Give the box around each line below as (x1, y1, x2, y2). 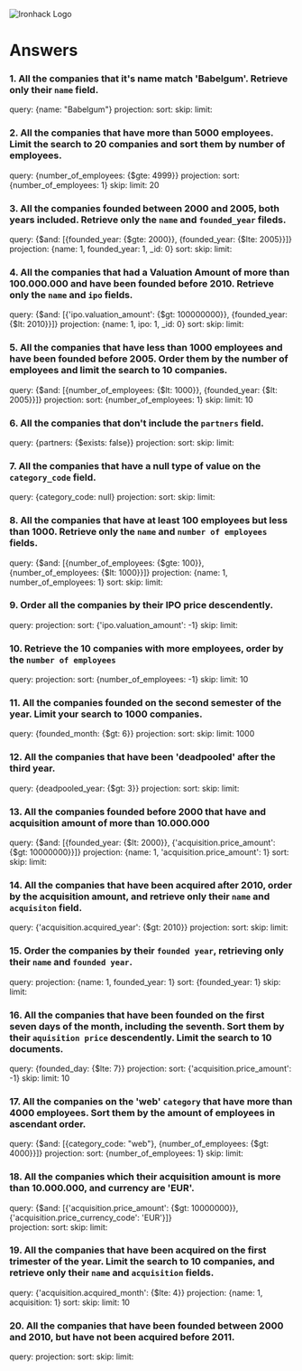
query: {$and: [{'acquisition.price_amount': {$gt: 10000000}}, (9, 1202, 239, 1213)
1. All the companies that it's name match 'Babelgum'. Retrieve (9, 72, 288, 85)
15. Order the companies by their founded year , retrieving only (9, 944, 284, 957)
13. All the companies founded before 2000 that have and (9, 805, 267, 818)
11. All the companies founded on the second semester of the (9, 697, 282, 709)
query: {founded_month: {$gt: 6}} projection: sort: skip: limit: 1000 (9, 728, 255, 739)
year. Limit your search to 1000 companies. (9, 708, 203, 720)
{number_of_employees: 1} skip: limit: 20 (9, 179, 160, 190)
